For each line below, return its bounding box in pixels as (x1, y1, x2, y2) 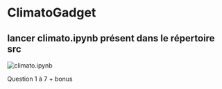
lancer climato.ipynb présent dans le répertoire (7, 32, 215, 44)
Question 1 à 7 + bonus (7, 75, 73, 83)
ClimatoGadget (7, 5, 96, 21)
